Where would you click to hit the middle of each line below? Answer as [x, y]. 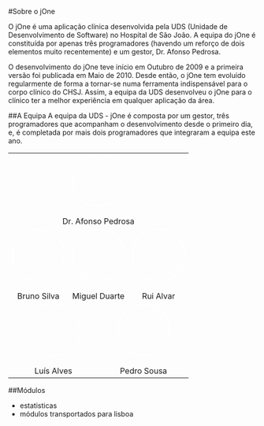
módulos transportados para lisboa [76, 414]
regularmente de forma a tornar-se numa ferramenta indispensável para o [128, 83]
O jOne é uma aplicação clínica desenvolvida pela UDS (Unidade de [118, 26]
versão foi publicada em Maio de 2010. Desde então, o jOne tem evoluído [127, 75]
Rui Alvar [158, 296]
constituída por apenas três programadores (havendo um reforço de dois [126, 43]
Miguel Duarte [98, 296]
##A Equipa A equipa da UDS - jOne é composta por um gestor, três [119, 116]
